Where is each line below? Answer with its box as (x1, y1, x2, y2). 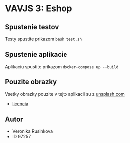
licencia (12, 100, 29, 107)
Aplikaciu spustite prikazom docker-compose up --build (5, 63, 119, 70)
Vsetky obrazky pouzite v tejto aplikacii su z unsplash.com (5, 91, 125, 97)
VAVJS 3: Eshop (5, 3, 72, 14)
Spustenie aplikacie (5, 50, 67, 59)
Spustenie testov (5, 23, 59, 31)
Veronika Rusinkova (12, 128, 53, 134)
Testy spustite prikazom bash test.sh (5, 36, 82, 42)
